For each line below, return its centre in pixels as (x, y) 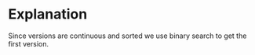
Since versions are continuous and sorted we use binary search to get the (127, 36)
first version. (29, 43)
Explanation (48, 14)
